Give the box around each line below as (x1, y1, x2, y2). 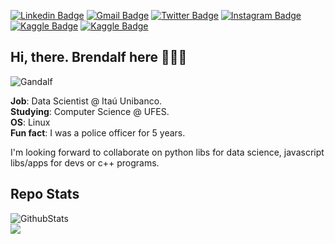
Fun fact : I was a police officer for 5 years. (10, 126, 186, 139)
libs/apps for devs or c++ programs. (10, 156, 160, 169)
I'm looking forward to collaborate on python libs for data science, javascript (10, 146, 325, 158)
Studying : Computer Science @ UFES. (10, 105, 170, 117)
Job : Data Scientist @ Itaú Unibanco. (10, 95, 163, 107)
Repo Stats (10, 186, 80, 203)
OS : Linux (10, 116, 51, 128)
